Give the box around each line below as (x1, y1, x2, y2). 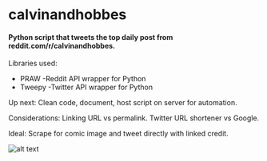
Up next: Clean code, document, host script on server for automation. (8, 98, 237, 108)
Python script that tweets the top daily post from (8, 32, 173, 41)
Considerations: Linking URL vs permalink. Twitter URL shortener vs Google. (8, 113, 260, 123)
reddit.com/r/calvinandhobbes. (8, 41, 116, 50)
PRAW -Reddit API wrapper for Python (19, 74, 146, 84)
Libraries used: (8, 58, 58, 69)
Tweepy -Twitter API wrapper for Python (19, 82, 153, 92)
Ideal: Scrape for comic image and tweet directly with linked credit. (8, 129, 229, 139)
